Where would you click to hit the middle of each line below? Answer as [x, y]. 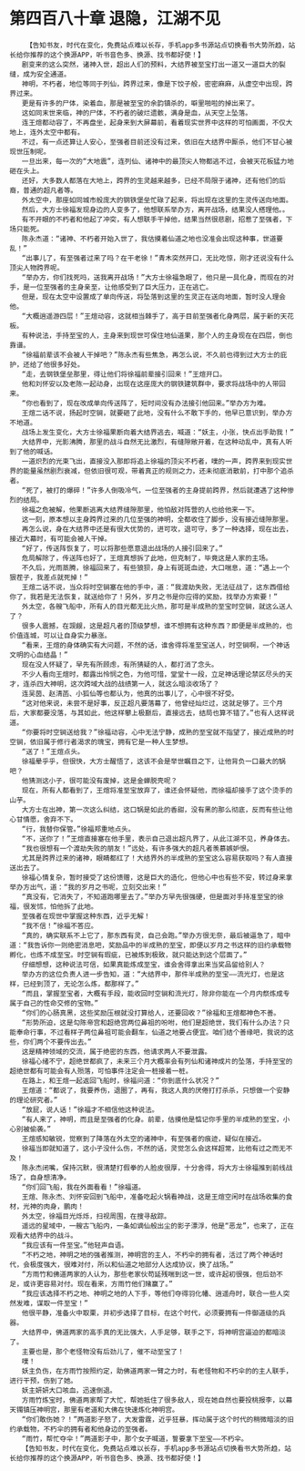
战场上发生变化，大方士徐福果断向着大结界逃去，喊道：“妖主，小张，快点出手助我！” [158, 432]
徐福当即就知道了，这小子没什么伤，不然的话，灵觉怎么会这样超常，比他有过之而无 [154, 1149]
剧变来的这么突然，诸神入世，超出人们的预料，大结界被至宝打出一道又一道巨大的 [150, 65]
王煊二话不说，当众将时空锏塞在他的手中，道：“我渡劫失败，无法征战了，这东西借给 [156, 587]
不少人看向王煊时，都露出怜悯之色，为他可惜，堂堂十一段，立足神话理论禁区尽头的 [154, 674]
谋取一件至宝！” [62, 1303]
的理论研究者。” [34, 1100]
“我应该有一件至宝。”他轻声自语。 [75, 1245]
